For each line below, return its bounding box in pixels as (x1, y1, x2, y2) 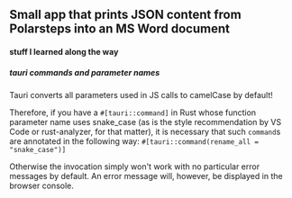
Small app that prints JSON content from (9, 7, 242, 22)
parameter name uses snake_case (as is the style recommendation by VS (9, 116, 282, 127)
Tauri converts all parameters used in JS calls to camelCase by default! (9, 89, 273, 100)
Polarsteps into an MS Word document (9, 22, 230, 37)
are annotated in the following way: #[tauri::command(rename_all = (9, 135, 260, 147)
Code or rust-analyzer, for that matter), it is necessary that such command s (9, 126, 281, 137)
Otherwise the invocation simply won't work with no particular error (9, 161, 260, 172)
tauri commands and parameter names (9, 67, 160, 77)
